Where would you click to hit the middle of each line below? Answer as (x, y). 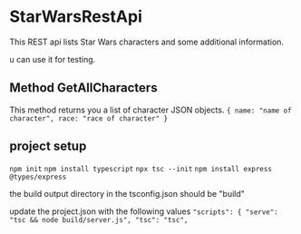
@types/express (38, 177)
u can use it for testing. (53, 59)
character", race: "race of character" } (89, 118)
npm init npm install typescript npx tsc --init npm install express (141, 169)
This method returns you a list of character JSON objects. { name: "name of (150, 110)
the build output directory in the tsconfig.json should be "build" (127, 193)
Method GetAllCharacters (83, 88)
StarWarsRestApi (76, 17)
